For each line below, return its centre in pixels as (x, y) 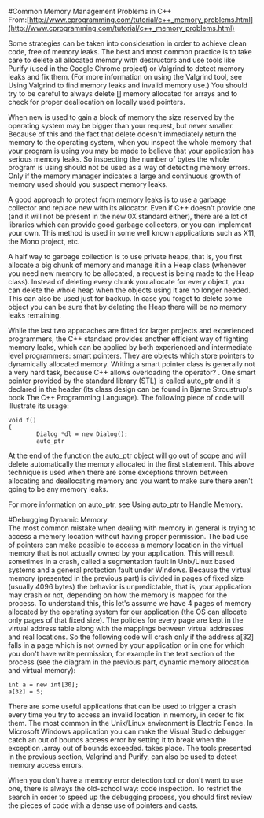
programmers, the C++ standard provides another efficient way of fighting (128, 339)
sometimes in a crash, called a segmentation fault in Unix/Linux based (121, 561)
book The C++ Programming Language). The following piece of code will (126, 398)
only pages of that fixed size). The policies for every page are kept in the (126, 620)
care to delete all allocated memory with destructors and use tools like (122, 60)
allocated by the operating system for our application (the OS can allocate (128, 612)
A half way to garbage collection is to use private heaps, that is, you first (125, 257)
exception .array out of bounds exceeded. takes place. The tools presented (130, 748)
